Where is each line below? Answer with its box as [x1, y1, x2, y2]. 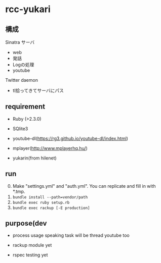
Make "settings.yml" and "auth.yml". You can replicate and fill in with [12, 183, 156, 189]
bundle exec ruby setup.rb [12, 200, 70, 205]
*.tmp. [12, 188, 25, 194]
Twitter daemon [5, 77, 38, 83]
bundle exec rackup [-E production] [12, 205, 90, 211]
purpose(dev [5, 219, 47, 228]
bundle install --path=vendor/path [12, 194, 88, 200]
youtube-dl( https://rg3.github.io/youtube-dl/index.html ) [12, 135, 128, 141]
